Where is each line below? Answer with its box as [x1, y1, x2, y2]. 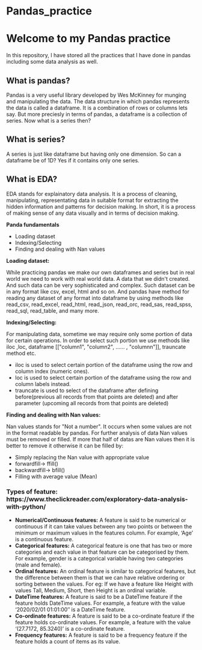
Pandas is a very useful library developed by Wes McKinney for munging [6, 91, 186, 99]
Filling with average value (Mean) [14, 473, 98, 480]
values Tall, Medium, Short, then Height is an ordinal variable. [14, 586, 167, 593]
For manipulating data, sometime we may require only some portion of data [6, 330, 192, 337]
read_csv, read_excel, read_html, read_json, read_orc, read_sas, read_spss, [6, 301, 192, 308]
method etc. [6, 349, 36, 357]
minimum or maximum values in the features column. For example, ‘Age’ [14, 529, 194, 536]
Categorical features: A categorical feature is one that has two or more [14, 542, 192, 549]
